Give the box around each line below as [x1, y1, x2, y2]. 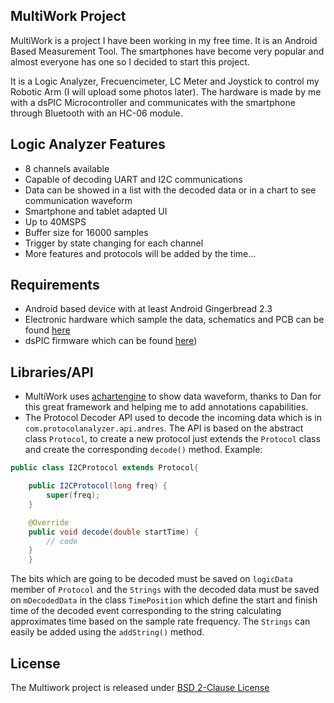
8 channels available [24, 162, 110, 174]
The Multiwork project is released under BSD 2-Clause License [10, 681, 270, 693]
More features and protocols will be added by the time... [24, 247, 257, 259]
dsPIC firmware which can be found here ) [24, 335, 198, 347]
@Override [28, 517, 70, 528]
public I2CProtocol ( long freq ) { [28, 481, 168, 491]
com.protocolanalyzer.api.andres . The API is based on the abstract [24, 422, 304, 434]
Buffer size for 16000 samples [24, 226, 149, 238]
